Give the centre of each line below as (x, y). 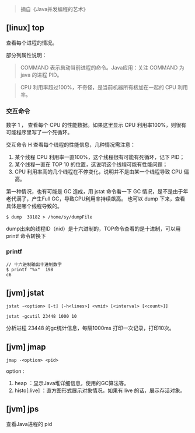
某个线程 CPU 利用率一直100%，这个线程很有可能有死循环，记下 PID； (100, 157)
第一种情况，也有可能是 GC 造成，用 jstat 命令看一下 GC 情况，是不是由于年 (97, 192)
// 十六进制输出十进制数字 (34, 265)
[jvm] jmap (26, 347)
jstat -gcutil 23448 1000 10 (41, 317)
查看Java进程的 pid (29, 424)
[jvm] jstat (25, 292)
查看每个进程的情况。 (32, 43)
